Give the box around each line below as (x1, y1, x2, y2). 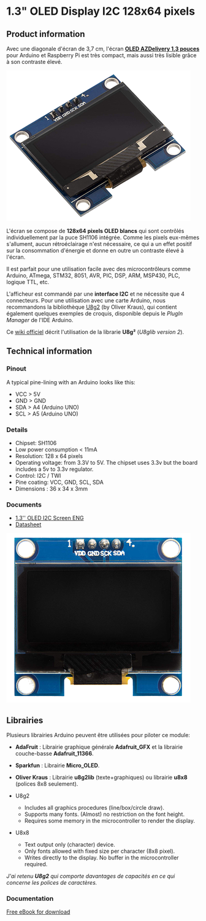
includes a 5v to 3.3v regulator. (15, 465, 94, 473)
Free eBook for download (6, 908, 71, 915)
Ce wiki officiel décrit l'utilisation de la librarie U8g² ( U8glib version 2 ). (6, 328, 185, 336)
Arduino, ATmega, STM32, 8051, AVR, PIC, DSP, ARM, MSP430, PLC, (6, 272, 180, 279)
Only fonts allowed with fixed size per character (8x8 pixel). (24, 847, 175, 855)
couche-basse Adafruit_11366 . (15, 750, 94, 757)
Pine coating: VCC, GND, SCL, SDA (15, 478, 104, 486)
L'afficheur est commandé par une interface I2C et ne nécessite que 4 (6, 290, 185, 298)
